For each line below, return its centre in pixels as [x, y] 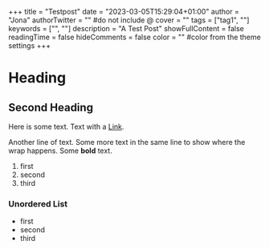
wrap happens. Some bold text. [60, 151]
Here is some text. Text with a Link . [66, 127]
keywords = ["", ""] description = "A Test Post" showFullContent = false [126, 28]
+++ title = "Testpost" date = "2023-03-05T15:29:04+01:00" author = [124, 12]
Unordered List [38, 203]
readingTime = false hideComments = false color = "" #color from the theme [134, 37]
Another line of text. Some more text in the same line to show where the [127, 142]
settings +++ [30, 46]
